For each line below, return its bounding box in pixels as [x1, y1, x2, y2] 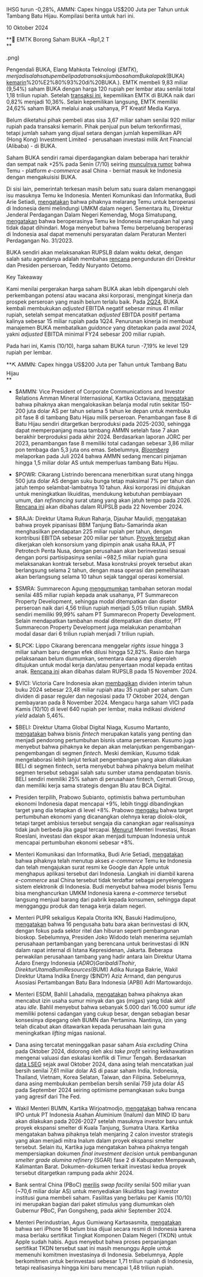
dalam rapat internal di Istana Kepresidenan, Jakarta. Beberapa [15, 947, 173, 953]
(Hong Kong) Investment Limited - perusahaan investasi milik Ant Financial [6, 136, 192, 143]
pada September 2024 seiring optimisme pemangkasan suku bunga [15, 1087, 185, 1093]
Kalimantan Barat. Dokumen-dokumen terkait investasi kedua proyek [15, 1163, 187, 1170]
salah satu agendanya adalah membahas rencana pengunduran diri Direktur [6, 256, 196, 262]
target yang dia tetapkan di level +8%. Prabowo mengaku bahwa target [15, 807, 193, 813]
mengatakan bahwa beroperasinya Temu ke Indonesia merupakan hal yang [6, 218, 194, 224]
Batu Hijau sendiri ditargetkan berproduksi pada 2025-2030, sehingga [15, 420, 191, 427]
